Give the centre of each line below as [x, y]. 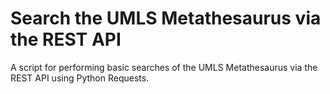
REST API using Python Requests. [80, 78]
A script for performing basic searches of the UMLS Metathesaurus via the [164, 67]
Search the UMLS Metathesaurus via [166, 18]
